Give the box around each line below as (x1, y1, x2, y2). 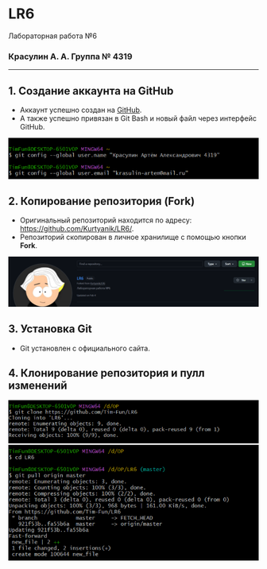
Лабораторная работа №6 (8, 31, 98, 41)
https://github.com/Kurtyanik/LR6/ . (19, 224, 134, 234)
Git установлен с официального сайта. (19, 343, 151, 353)
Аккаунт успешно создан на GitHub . (19, 105, 142, 115)
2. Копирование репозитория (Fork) (8, 194, 195, 207)
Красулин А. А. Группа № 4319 (8, 51, 133, 62)
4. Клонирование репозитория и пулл (8, 366, 205, 380)
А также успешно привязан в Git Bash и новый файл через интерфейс (19, 114, 257, 123)
